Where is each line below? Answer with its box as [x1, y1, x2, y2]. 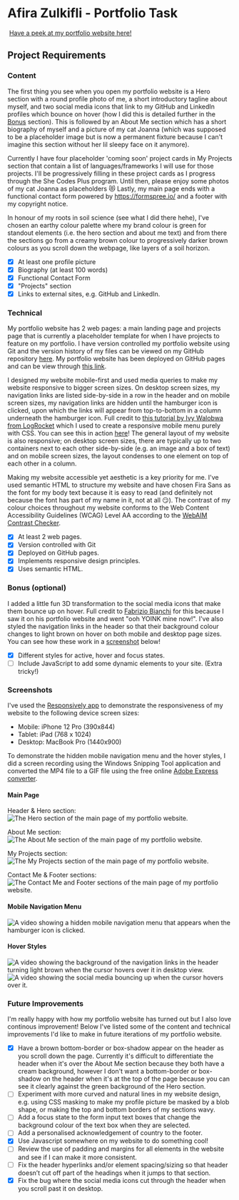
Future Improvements [7, 998, 84, 1008]
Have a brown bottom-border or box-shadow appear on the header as [17, 1044, 225, 1052]
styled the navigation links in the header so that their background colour [7, 622, 219, 630]
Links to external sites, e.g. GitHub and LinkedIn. [17, 289, 161, 298]
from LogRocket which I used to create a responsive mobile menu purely [7, 421, 221, 430]
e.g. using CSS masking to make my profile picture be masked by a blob [17, 1098, 230, 1106]
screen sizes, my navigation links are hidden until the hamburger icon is [7, 398, 218, 408]
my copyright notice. [7, 199, 68, 208]
